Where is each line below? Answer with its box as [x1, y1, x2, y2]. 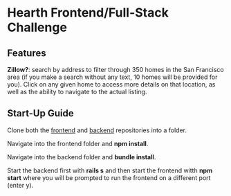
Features [7, 47, 46, 59]
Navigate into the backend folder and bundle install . [7, 152, 156, 161]
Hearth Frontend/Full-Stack [7, 5, 169, 21]
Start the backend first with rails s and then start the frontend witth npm [7, 166, 213, 175]
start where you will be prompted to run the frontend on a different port [7, 173, 211, 181]
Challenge [7, 19, 68, 35]
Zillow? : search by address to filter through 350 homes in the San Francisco [7, 66, 224, 73]
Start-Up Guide [7, 107, 74, 119]
